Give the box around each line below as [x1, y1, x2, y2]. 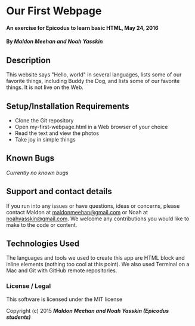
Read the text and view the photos [14, 130, 100, 137]
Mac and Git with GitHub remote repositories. [6, 267, 117, 274]
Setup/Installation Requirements [6, 101, 129, 111]
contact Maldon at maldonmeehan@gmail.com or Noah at [6, 208, 148, 216]
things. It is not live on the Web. [6, 84, 83, 91]
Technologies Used [6, 239, 79, 249]
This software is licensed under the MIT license [6, 296, 123, 303]
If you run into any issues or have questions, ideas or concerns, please [6, 202, 180, 210]
